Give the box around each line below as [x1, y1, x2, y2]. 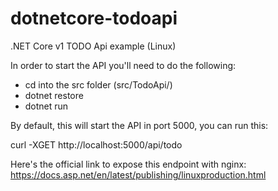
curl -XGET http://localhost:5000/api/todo [10, 138, 183, 151]
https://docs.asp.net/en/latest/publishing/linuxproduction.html [10, 168, 267, 181]
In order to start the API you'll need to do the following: [10, 59, 237, 71]
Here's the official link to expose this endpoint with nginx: [10, 158, 247, 170]
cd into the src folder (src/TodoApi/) [24, 78, 173, 91]
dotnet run [24, 100, 69, 112]
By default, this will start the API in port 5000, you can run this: [10, 119, 269, 131]
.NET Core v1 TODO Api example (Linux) [10, 40, 177, 52]
